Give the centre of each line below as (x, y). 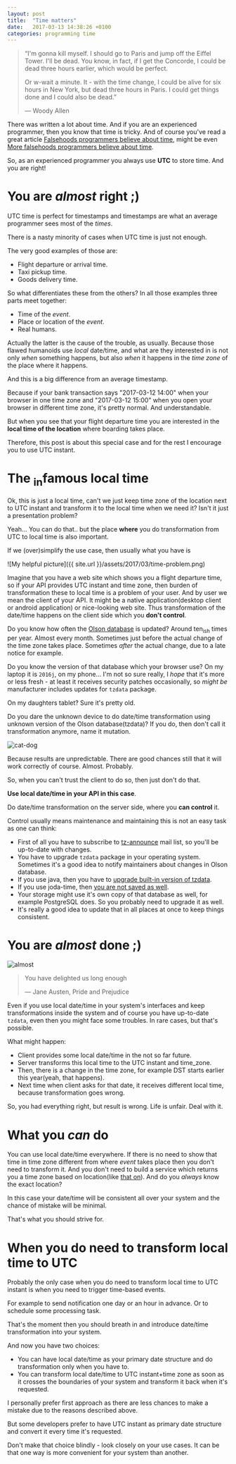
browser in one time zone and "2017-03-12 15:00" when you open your (110, 400)
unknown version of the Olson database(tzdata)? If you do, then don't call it (117, 724)
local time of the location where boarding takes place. (86, 429)
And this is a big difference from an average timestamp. (88, 379)
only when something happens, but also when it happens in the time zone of (118, 358)
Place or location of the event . (61, 322)
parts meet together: (37, 301)
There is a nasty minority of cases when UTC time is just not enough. (107, 238)
